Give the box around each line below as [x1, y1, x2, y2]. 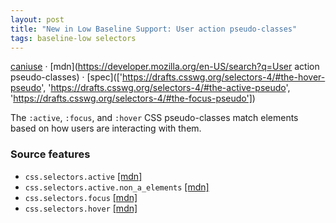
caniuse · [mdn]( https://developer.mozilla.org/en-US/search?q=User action [10, 61, 320, 73]
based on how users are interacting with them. [10, 122, 202, 135]
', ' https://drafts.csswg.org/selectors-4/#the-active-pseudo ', [41, 82, 291, 94]
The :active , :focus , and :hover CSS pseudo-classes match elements [10, 112, 299, 124]
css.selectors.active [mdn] [24, 170, 143, 182]
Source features [10, 147, 91, 161]
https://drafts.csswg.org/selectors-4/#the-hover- [122, 71, 326, 83]
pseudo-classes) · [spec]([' [10, 71, 123, 83]
